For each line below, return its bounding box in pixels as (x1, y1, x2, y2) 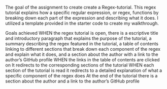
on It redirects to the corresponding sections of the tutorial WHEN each (5, 62, 154, 68)
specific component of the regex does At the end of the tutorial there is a (5, 73, 158, 78)
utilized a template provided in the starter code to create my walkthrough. (5, 20, 159, 26)
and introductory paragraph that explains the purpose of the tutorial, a (5, 35, 152, 41)
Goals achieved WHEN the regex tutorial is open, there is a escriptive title (5, 30, 158, 36)
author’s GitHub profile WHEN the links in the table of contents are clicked (5, 57, 160, 62)
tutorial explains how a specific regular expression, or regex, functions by (5, 10, 159, 16)
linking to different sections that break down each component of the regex (5, 46, 161, 52)
